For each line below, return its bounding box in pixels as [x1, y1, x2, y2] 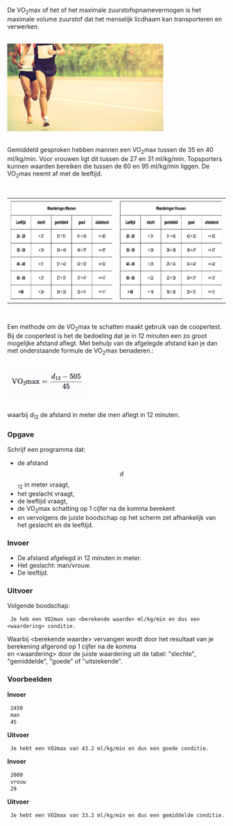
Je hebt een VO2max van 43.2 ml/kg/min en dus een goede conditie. [10, 745, 209, 752]
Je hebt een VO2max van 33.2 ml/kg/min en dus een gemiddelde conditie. [10, 811, 225, 818]
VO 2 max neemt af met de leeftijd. [7, 169, 103, 179]
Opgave [7, 430, 35, 439]
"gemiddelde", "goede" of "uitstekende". [7, 657, 123, 666]
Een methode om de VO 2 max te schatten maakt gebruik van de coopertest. [7, 323, 222, 332]
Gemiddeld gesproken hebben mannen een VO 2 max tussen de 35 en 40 [7, 145, 214, 155]
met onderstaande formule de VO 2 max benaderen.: [7, 346, 154, 356]
